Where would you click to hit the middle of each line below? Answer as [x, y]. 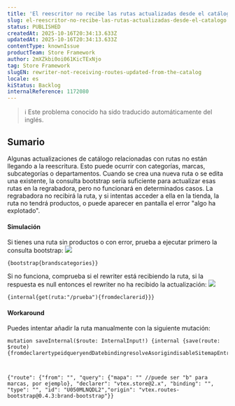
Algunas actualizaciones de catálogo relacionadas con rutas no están [107, 159]
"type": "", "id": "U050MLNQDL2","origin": [72, 390]
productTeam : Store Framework [51, 53]
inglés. [34, 120]
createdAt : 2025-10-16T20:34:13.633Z [62, 33]
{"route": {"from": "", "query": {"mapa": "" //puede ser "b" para [108, 378]
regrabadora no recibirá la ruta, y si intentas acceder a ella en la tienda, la [113, 196]
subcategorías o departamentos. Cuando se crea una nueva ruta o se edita [115, 173]
